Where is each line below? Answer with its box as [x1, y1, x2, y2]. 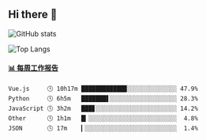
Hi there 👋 [8, 8, 58, 21]
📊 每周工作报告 [8, 63, 59, 73]
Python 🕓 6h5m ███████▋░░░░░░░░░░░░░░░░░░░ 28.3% [8, 95, 199, 103]
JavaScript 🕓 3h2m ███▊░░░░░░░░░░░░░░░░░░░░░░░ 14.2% [8, 104, 199, 113]
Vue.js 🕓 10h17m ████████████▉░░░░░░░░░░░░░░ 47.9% [8, 85, 199, 93]
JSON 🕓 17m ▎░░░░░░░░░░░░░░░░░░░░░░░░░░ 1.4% [8, 124, 199, 133]
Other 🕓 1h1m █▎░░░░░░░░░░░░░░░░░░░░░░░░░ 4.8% [8, 115, 199, 123]
